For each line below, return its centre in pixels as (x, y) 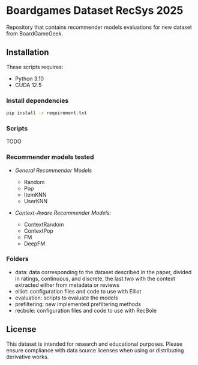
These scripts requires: (35, 67)
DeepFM (34, 244)
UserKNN (36, 201)
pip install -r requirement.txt (46, 113)
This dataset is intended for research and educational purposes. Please (94, 344)
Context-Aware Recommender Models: (63, 213)
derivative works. (28, 357)
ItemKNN (35, 195)
